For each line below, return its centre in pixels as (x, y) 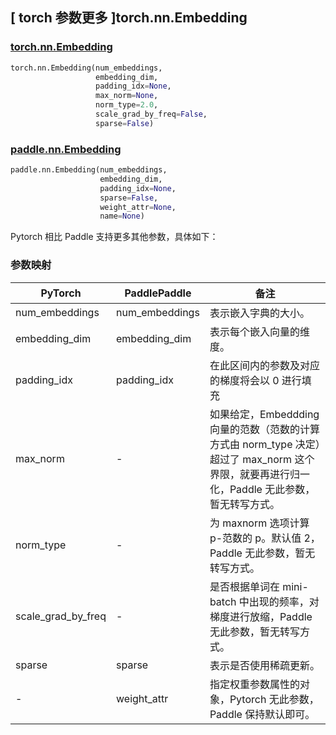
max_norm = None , (127, 96)
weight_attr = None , (138, 207)
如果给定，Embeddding (264, 414)
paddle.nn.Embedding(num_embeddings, (89, 170)
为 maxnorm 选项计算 (259, 523)
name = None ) (122, 216)
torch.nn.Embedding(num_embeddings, (86, 68)
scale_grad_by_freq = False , (151, 114)
